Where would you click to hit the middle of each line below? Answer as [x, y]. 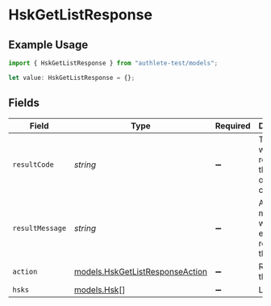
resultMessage [40, 228]
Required [233, 125]
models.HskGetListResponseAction [141, 271]
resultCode [33, 164]
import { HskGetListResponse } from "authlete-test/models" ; [113, 63]
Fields [24, 103]
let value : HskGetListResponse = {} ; [72, 78]
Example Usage [48, 45]
